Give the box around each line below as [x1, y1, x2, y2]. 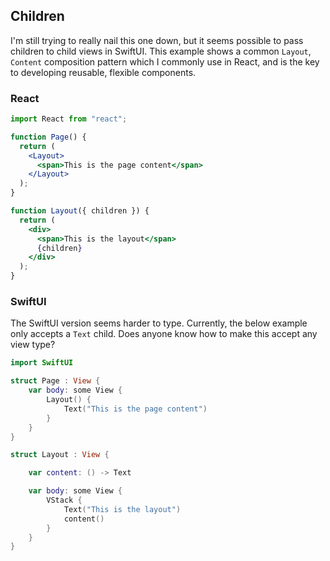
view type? [10, 339, 56, 351]
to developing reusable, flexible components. [10, 66, 197, 78]
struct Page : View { [10, 376, 101, 386]
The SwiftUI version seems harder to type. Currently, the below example [10, 317, 308, 329]
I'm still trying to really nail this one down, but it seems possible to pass [10, 34, 304, 46]
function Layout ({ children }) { [10, 206, 150, 216]
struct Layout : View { [10, 450, 110, 460]
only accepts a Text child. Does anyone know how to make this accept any [10, 328, 318, 340]
